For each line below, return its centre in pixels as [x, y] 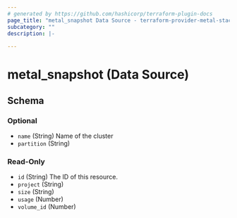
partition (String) [44, 143]
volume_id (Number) [47, 207]
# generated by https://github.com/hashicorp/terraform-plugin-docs [110, 14]
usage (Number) [40, 199]
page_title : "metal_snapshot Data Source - [72, 20]
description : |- [31, 33]
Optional [22, 120]
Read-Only [26, 161]
